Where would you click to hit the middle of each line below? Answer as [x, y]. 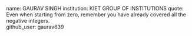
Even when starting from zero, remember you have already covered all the [96, 15]
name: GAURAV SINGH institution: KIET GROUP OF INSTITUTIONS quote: [95, 8]
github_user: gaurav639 [35, 27]
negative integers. [28, 21]
